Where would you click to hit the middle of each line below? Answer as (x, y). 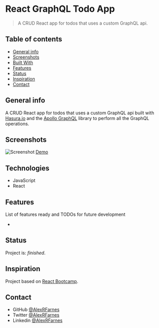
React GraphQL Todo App (60, 9)
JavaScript (24, 180)
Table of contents (34, 39)
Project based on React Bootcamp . (42, 281)
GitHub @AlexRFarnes (36, 310)
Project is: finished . (25, 253)
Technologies (28, 168)
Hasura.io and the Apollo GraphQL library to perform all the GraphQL (77, 118)
